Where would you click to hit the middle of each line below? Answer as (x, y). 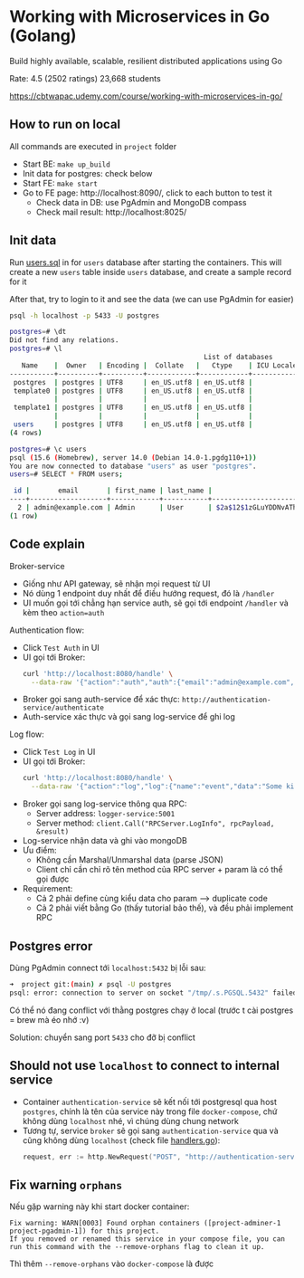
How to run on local (65, 124)
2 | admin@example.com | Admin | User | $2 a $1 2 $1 (133, 508)
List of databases (238, 358)
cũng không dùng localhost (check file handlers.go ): (121, 1140)
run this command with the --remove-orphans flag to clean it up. (137, 1247)
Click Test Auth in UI (61, 647)
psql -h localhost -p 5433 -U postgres (85, 315)
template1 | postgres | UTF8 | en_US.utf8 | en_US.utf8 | (133, 408)
